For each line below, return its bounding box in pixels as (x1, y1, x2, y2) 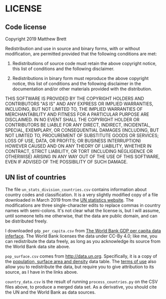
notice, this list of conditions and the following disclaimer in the (12, 80, 141, 86)
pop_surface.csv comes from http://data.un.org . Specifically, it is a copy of (5, 253, 158, 259)
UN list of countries (5, 173, 66, 182)
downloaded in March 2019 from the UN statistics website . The (5, 197, 134, 203)
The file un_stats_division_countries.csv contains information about (5, 186, 147, 192)
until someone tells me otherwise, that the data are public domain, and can (5, 213, 158, 219)
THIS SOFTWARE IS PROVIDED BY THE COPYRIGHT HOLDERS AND (5, 95, 145, 101)
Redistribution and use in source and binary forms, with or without (5, 46, 140, 51)
